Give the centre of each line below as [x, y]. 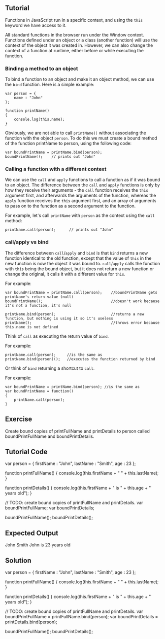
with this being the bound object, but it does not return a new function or [80, 269]
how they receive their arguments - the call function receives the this [77, 190]
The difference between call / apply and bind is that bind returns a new [77, 253]
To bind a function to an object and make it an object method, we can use [80, 79]
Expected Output [32, 533]
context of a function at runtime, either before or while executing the [75, 50]
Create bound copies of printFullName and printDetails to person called [78, 431]
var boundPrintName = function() [39, 391]
